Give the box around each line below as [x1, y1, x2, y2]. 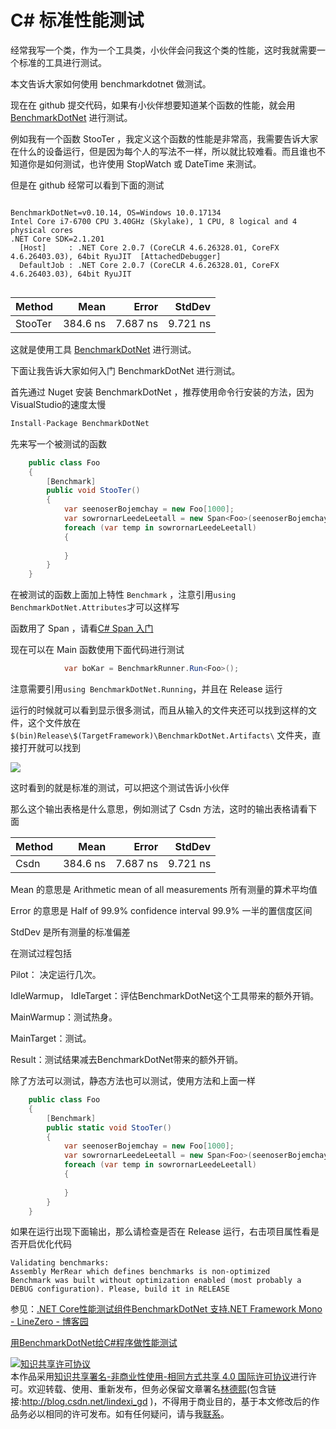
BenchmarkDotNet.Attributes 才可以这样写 [10, 601, 180, 613]
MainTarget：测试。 [10, 1032, 92, 1045]
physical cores [10, 225, 74, 235]
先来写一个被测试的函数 [10, 437, 107, 450]
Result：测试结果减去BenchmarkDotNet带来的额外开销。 [10, 1054, 244, 1066]
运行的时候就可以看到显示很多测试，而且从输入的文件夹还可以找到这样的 [10, 704, 308, 716]
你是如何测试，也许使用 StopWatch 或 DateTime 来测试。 [27, 157, 262, 170]
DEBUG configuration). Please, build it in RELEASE [10, 1284, 230, 1295]
